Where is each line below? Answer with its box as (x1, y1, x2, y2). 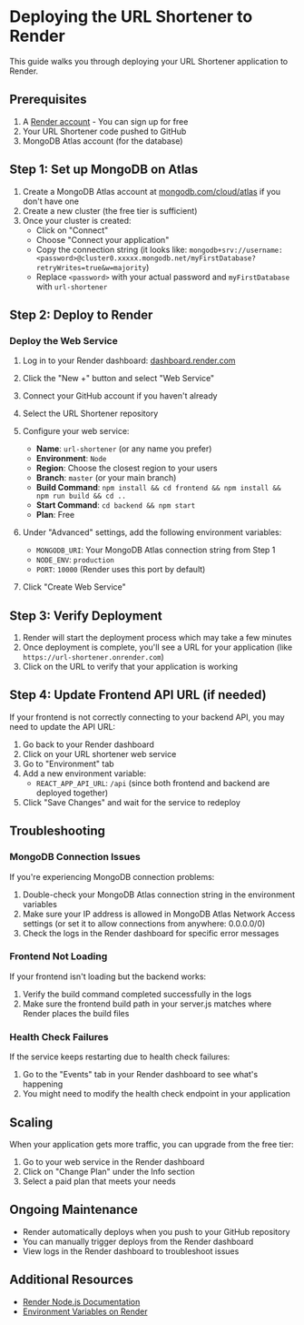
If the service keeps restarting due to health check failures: (9, 1051, 230, 1062)
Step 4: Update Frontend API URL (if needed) (9, 687, 267, 703)
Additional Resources (9, 1272, 133, 1288)
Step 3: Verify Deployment (9, 608, 162, 623)
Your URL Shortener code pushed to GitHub (22, 126, 187, 137)
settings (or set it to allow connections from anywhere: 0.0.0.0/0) (22, 917, 266, 929)
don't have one (22, 196, 80, 207)
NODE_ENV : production (35, 554, 115, 565)
